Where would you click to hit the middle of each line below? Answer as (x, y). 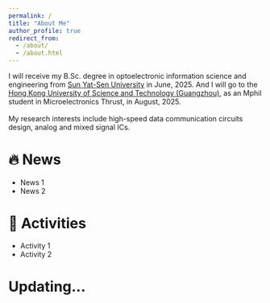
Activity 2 (36, 254)
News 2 (33, 190)
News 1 (32, 182)
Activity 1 (35, 245)
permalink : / (30, 16)
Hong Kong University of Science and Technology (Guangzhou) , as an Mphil (135, 93)
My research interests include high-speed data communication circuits (126, 119)
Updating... (47, 287)
